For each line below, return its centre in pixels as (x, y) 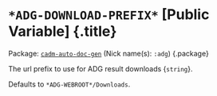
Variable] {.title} (63, 31)
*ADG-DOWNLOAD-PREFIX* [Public (109, 15)
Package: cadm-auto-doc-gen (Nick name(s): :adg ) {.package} (108, 53)
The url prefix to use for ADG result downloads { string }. (101, 68)
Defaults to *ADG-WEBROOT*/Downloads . (69, 84)
